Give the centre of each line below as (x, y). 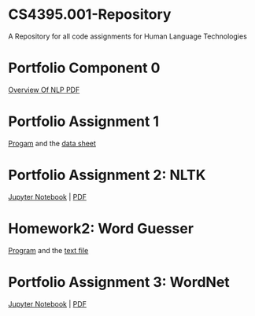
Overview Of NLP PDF (44, 90)
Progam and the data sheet (52, 143)
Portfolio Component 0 (84, 68)
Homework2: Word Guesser (101, 228)
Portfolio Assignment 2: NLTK (107, 175)
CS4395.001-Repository (90, 15)
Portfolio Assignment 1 (84, 121)
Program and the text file (48, 250)
